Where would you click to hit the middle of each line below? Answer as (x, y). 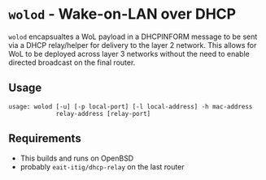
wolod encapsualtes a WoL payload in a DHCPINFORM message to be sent (133, 36)
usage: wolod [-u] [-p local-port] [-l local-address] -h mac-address (131, 106)
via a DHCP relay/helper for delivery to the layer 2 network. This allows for (133, 45)
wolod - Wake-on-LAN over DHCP (122, 14)
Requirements (45, 139)
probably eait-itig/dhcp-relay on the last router (102, 166)
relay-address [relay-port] (103, 114)
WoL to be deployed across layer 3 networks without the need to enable (129, 54)
